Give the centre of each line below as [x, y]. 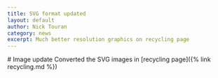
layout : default [31, 20]
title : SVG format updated [47, 14]
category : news [29, 33]
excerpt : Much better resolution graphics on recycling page [98, 40]
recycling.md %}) [32, 67]
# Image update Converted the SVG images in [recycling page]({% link [109, 59]
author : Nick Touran [38, 26]
